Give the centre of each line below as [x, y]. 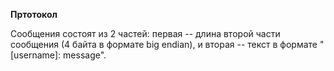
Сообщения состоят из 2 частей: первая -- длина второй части [145, 33]
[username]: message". [58, 55]
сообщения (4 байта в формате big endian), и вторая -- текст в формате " [167, 44]
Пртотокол [34, 14]
